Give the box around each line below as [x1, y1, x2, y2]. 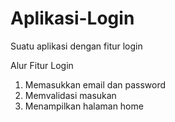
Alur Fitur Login [10, 59, 74, 71]
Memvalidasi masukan [24, 89, 117, 101]
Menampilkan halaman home [24, 100, 144, 112]
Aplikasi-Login [10, 7, 135, 30]
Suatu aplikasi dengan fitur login [10, 40, 143, 52]
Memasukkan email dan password [24, 78, 167, 91]
